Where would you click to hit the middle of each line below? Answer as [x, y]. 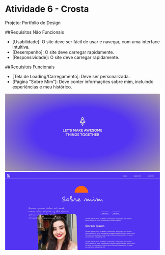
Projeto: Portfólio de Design [33, 23]
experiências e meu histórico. [42, 86]
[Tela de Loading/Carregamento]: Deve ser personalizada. [71, 76]
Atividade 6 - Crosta [47, 9]
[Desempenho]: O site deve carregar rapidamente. [63, 52]
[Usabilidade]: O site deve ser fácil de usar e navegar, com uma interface [86, 42]
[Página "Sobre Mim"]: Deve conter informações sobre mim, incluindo [83, 82]
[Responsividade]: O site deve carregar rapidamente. [66, 57]
